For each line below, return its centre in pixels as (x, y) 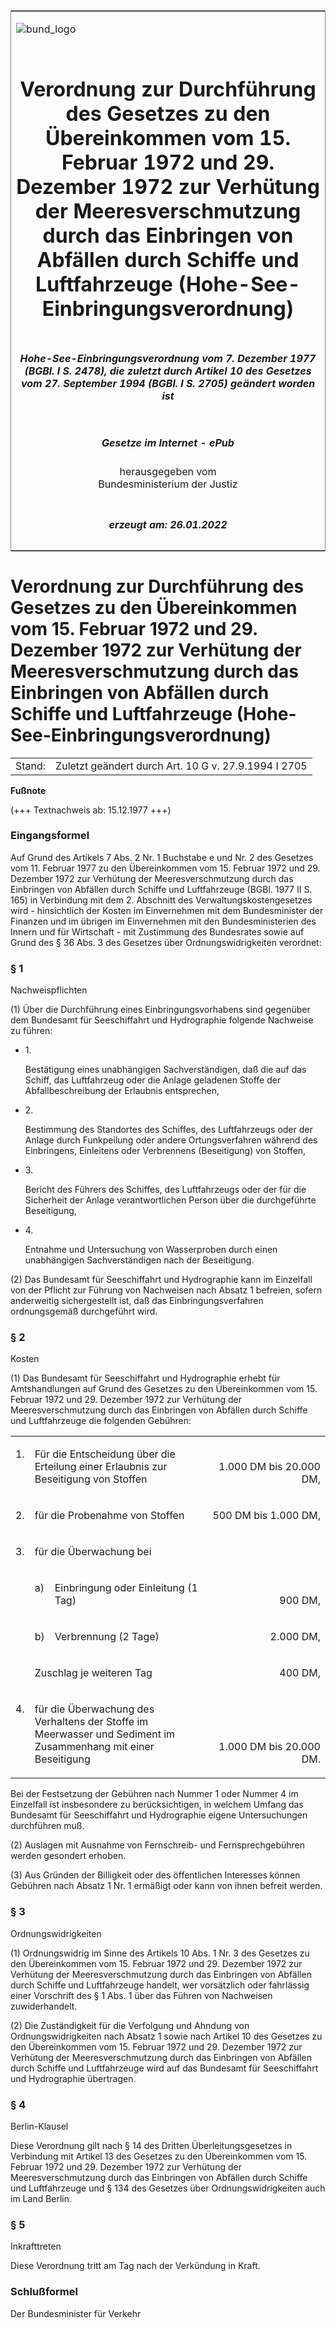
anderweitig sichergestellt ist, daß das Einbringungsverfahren (137, 1301)
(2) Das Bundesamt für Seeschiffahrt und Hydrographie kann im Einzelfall (161, 1280)
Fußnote (28, 790)
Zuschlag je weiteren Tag (93, 1673)
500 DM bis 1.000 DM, (266, 1516)
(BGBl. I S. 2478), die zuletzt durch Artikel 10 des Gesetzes (168, 371)
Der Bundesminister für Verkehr (76, 2313)
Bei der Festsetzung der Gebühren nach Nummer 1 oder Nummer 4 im (154, 1794)
